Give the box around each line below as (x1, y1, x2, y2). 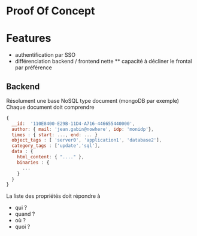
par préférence (14, 64, 52, 71)
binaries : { (17, 160, 50, 165)
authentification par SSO (14, 51, 76, 59)
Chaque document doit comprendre (6, 103, 95, 111)
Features (6, 32, 51, 45)
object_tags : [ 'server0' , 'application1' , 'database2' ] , (11, 137, 162, 143)
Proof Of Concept (6, 4, 95, 18)
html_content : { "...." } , (17, 154, 84, 160)
